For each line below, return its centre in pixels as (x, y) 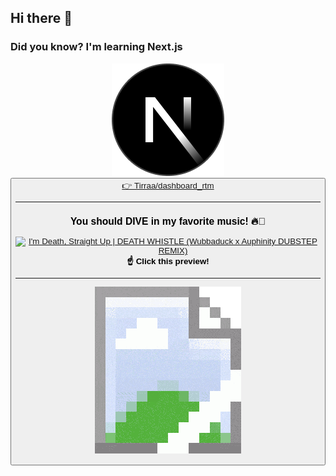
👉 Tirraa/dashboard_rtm (168, 185)
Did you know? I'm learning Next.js (96, 47)
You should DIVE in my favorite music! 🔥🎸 (168, 221)
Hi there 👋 (41, 18)
